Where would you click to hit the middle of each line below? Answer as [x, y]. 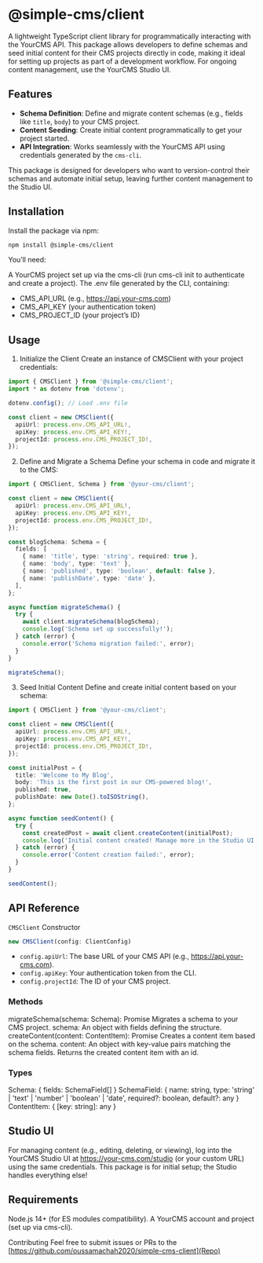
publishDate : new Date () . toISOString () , [82, 797]
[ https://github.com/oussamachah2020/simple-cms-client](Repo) [115, 1250]
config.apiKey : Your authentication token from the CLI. [108, 973]
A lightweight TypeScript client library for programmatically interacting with [130, 36]
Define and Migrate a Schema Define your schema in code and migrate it [137, 462]
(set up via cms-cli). [40, 1227]
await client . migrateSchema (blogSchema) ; [91, 622]
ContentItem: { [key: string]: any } [62, 1107]
